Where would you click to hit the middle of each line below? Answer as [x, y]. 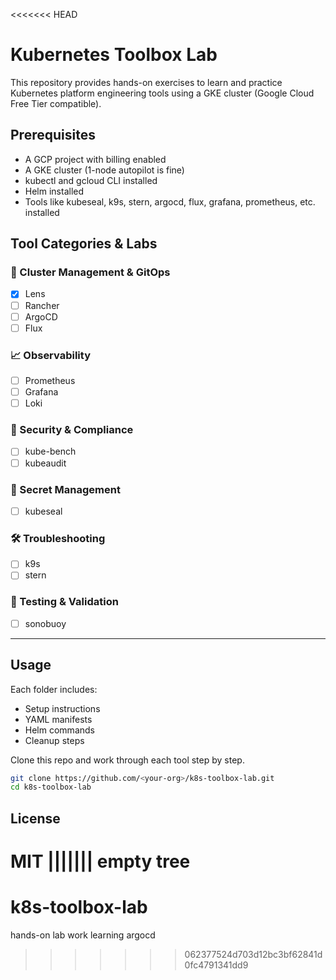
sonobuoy [45, 623]
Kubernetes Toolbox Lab [114, 55]
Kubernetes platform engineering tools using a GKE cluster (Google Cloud [162, 93]
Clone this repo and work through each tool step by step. [127, 760]
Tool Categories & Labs [84, 244]
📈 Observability [51, 355]
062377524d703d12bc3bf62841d [253, 954]
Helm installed [54, 191]
